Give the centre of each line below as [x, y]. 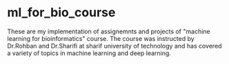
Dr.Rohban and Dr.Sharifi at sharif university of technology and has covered [114, 46]
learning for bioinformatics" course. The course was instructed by [101, 38]
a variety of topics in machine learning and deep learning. [89, 53]
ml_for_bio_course [61, 13]
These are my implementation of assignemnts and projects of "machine [109, 31]
